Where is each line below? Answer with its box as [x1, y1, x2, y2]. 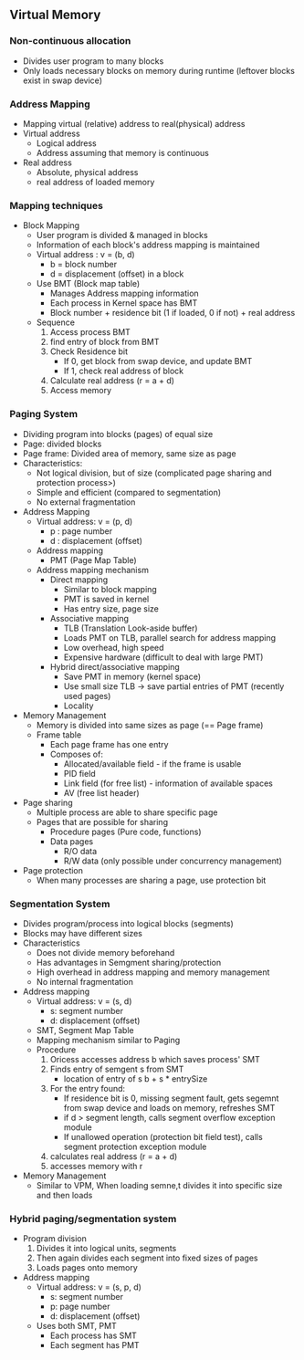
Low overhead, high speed [63, 642, 164, 653]
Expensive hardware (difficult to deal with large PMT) [63, 652, 264, 663]
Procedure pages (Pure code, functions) [49, 826, 202, 837]
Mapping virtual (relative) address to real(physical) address [22, 118, 246, 129]
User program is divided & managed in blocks [36, 230, 208, 241]
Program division [22, 1233, 87, 1244]
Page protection [22, 864, 84, 875]
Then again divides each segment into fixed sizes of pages [36, 1252, 258, 1263]
